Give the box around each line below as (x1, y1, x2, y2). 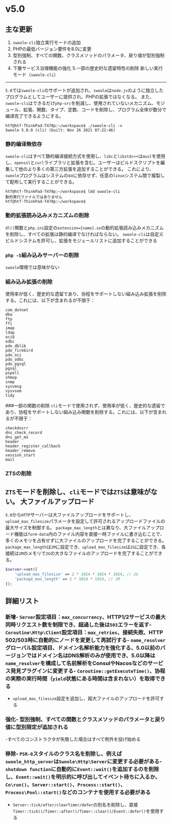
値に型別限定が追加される (5, 724, 69, 731)
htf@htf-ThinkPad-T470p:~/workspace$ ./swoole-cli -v (5, 123, 123, 128)
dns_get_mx (5, 435, 29, 440)
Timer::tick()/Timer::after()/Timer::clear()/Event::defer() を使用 (12, 808, 160, 814)
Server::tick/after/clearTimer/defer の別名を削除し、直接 (12, 801, 138, 808)
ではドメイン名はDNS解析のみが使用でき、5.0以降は (26, 652, 156, 659)
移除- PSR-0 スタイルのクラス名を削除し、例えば (5, 751, 122, 758)
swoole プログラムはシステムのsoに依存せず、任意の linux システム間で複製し (5, 173, 165, 179)
